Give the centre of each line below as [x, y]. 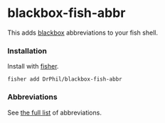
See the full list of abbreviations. [54, 112]
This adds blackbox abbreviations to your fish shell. [83, 33]
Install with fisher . [33, 66]
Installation [27, 51]
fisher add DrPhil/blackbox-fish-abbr [65, 79]
